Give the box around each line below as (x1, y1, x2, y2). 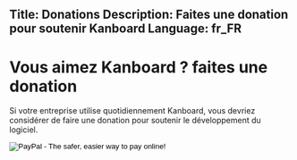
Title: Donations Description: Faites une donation (9, 7, 289, 22)
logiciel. (9, 124, 38, 135)
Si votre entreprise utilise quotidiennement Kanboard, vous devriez (9, 105, 256, 116)
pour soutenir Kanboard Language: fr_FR (9, 21, 242, 37)
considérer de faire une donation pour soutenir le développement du (9, 115, 261, 126)
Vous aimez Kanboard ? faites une (9, 57, 268, 77)
